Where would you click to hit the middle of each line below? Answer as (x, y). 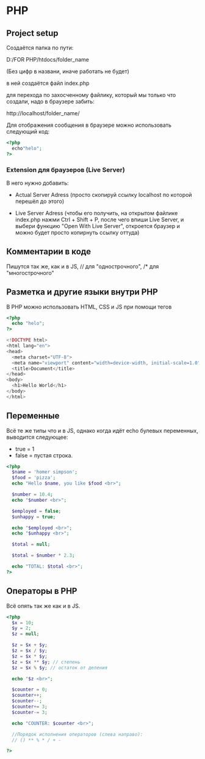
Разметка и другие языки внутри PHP (82, 292)
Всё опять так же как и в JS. (43, 606)
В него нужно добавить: (38, 183)
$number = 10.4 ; (32, 494)
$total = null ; (31, 544)
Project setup (33, 33)
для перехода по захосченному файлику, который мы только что (91, 95)
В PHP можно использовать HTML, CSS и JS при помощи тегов (89, 307)
